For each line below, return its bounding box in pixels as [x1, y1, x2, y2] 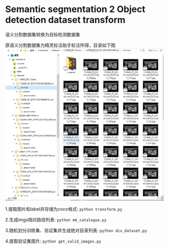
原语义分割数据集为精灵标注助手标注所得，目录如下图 [5, 42, 116, 48]
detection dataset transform [5, 14, 126, 26]
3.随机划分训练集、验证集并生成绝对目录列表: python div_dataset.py [5, 227, 147, 233]
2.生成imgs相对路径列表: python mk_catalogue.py [5, 216, 107, 222]
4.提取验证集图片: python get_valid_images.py [5, 238, 102, 244]
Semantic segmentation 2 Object [5, 4, 146, 15]
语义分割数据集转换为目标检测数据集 [5, 31, 80, 37]
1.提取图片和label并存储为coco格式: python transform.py [5, 206, 122, 212]
